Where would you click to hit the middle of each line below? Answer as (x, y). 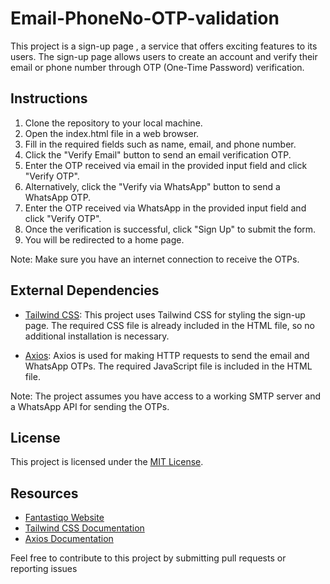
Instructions (49, 98)
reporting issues (44, 569)
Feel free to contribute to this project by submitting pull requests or (148, 558)
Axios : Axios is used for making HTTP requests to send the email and (167, 355)
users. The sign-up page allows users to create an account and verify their (164, 56)
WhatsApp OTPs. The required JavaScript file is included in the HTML (168, 366)
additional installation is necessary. (97, 336)
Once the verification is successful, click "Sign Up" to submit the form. (170, 229)
